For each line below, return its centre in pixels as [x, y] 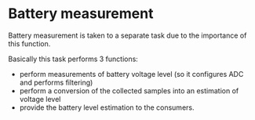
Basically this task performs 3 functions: [73, 59]
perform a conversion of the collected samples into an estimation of [129, 90]
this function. [29, 43]
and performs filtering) [56, 82]
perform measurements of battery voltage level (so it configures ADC [131, 74]
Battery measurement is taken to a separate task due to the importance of [127, 35]
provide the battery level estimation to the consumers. [107, 107]
